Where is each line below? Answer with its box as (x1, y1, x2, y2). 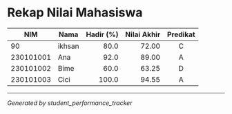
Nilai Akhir (125, 30, 161, 39)
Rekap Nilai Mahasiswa (7, 5, 143, 21)
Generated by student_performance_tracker (7, 98, 133, 107)
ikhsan (57, 41, 79, 51)
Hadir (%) (86, 30, 119, 39)
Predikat (166, 30, 195, 39)
